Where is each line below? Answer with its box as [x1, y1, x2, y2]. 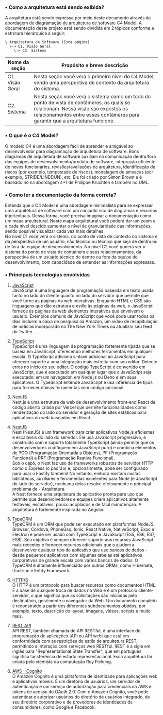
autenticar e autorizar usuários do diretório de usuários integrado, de [12, 694, 150, 700]
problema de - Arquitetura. [12, 486, 65, 492]
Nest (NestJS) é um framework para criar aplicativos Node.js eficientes [12, 429, 155, 435]
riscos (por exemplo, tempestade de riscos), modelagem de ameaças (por [5, 169, 154, 175]
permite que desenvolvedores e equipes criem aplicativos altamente [12, 496, 149, 502]
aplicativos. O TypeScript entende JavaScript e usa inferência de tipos [12, 379, 153, 385]
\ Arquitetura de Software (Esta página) [5, 40, 90, 45]
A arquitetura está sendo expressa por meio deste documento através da [5, 15, 151, 21]
